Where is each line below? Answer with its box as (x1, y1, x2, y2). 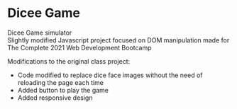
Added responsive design (17, 93, 93, 102)
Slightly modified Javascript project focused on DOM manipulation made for (7, 35, 230, 44)
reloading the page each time (17, 78, 104, 86)
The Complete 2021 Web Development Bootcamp (7, 43, 152, 52)
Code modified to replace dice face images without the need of (17, 71, 203, 79)
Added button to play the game (17, 86, 109, 94)
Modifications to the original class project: (7, 57, 131, 65)
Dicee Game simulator (7, 28, 72, 37)
